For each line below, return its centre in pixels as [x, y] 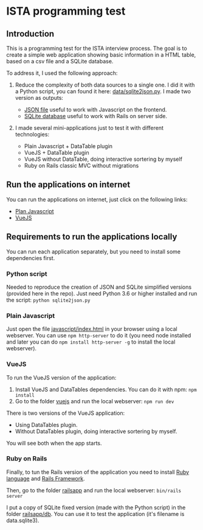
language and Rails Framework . [46, 478]
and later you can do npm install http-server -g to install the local [91, 342]
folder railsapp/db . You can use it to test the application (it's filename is [95, 514]
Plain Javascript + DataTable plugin [68, 146]
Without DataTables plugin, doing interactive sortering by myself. [96, 431]
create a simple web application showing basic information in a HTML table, [101, 55]
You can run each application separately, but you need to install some [94, 252]
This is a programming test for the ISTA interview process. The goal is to [97, 48]
